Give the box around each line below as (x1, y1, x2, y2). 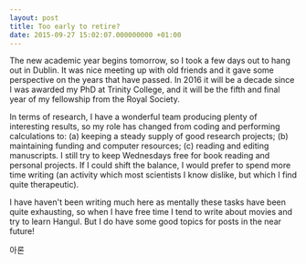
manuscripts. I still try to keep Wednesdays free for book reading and (9, 150, 270, 161)
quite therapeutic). (9, 179, 79, 190)
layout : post (9, 13, 59, 23)
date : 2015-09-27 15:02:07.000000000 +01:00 (9, 30, 182, 39)
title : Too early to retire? (9, 22, 121, 31)
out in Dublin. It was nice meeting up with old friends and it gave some (9, 65, 274, 76)
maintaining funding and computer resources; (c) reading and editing (9, 140, 269, 151)
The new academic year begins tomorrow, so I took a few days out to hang (9, 56, 290, 66)
